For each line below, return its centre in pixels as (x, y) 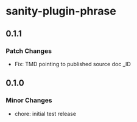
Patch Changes (29, 51)
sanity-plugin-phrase (61, 11)
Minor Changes (29, 100)
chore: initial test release (45, 114)
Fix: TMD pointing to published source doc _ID (73, 64)
